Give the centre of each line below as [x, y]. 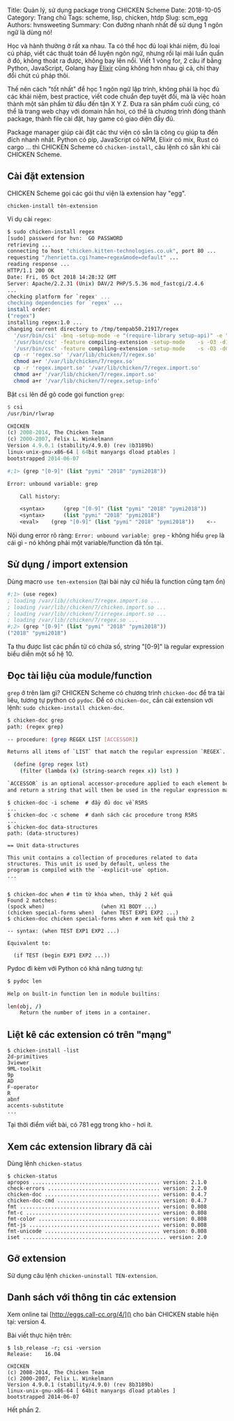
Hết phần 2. [24, 1410]
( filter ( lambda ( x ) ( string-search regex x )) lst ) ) [99, 771]
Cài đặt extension [46, 176]
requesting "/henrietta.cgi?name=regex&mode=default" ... [93, 258]
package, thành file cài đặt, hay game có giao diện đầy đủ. [91, 119]
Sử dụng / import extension [68, 565]
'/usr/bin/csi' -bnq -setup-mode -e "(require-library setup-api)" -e [118, 335]
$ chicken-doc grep [36, 720]
